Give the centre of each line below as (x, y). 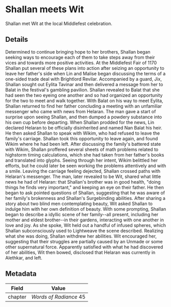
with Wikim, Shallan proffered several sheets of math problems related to (82, 149)
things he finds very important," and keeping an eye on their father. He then (85, 187)
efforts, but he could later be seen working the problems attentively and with (86, 165)
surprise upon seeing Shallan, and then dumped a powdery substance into (84, 117)
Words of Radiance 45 (58, 297)
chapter (17, 297)
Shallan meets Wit (45, 9)
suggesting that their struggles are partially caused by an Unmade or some (84, 241)
